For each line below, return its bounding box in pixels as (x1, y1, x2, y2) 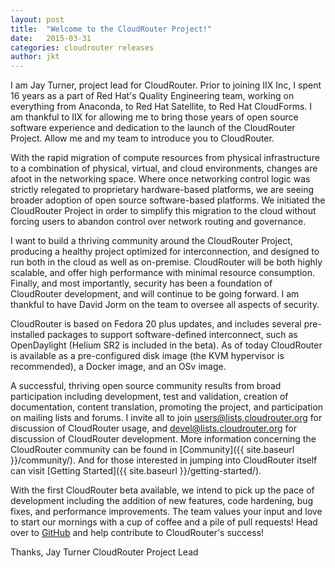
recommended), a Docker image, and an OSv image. (10, 361, 227, 373)
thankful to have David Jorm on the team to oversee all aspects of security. (10, 299, 320, 311)
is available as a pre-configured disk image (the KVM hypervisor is (10, 350, 285, 362)
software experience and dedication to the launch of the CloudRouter (10, 122, 296, 134)
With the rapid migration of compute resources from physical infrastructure (10, 152, 320, 164)
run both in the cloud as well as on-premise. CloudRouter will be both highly (10, 256, 323, 268)
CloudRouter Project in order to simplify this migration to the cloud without (10, 205, 317, 217)
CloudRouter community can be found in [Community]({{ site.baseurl (10, 444, 295, 456)
